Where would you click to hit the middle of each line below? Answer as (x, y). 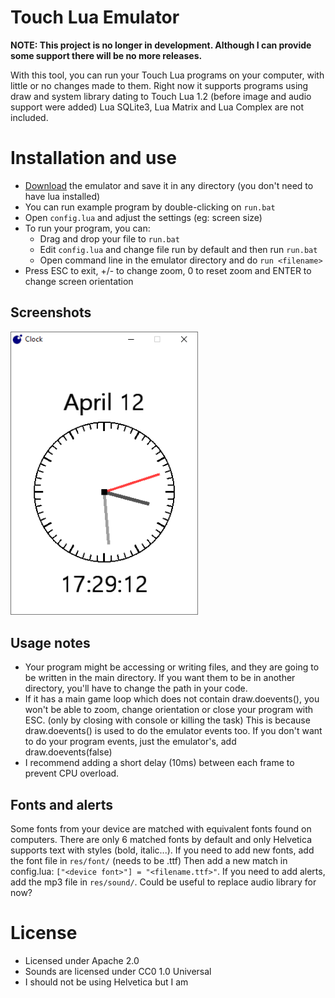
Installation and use (93, 158)
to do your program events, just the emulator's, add (130, 742)
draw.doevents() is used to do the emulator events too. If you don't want (173, 731)
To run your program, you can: (87, 228)
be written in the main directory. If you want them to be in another (160, 678)
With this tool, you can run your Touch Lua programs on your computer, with (167, 75)
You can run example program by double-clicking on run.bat (150, 207)
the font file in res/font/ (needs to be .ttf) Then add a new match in (149, 861)
